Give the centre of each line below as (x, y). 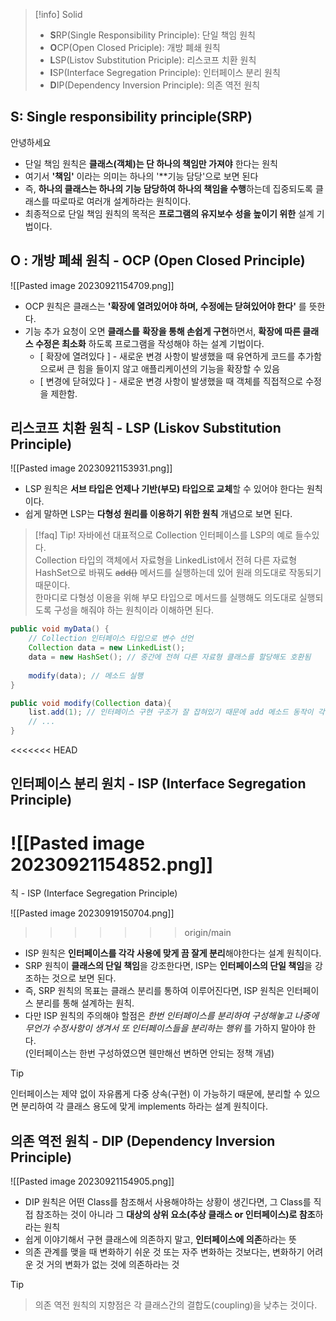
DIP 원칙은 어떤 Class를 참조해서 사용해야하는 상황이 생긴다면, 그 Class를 (168, 1202)
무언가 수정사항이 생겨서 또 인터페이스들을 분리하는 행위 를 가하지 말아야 (165, 1028)
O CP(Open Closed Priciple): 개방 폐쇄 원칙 (135, 47)
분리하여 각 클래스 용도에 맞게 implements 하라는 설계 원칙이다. (144, 1106)
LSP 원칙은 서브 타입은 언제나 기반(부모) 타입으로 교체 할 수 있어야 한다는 (164, 489)
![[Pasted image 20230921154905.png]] (92, 1181)
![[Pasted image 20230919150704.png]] (92, 913)
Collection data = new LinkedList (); (107, 648)
